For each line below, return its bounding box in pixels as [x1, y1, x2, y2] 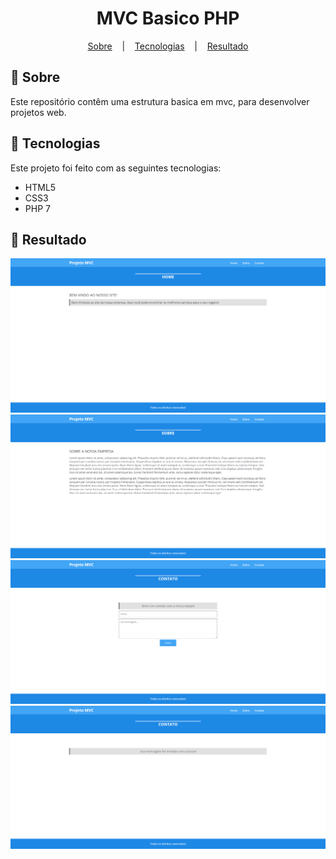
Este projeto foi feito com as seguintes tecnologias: [10, 162, 222, 174]
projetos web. [10, 106, 67, 118]
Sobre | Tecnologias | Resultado [87, 40, 249, 52]
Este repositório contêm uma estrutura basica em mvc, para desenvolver [10, 95, 310, 107]
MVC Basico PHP [96, 7, 240, 30]
